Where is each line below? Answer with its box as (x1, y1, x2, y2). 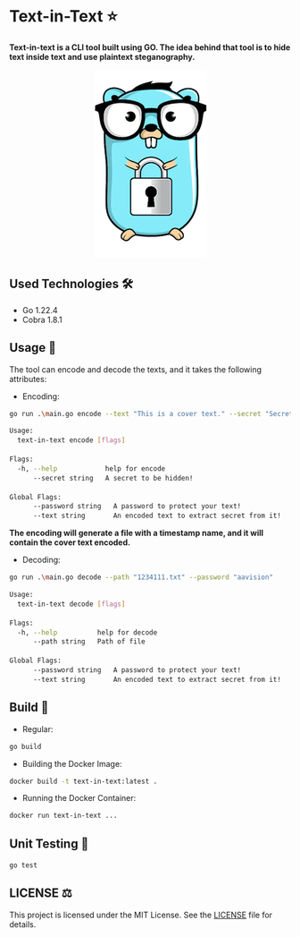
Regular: (21, 723, 54, 734)
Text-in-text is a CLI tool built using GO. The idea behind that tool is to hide (9, 41, 291, 53)
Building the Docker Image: (21, 758, 122, 769)
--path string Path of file (32, 637, 146, 646)
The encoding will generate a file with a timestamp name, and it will (9, 528, 264, 539)
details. (9, 918, 37, 930)
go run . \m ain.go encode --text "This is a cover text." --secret (9, 409, 262, 418)
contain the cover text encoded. (9, 537, 131, 548)
